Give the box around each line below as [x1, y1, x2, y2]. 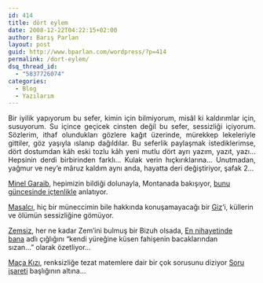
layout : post [8, 41, 51, 49]
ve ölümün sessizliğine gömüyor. [8, 211, 115, 220]
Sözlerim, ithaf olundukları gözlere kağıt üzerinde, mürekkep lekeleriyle [8, 130, 256, 140]
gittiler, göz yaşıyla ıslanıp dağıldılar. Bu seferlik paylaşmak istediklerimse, [8, 138, 256, 148]
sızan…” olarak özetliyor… [8, 243, 92, 252]
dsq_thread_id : [8, 63, 58, 71]
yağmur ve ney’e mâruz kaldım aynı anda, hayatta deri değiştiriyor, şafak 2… [8, 164, 254, 173]
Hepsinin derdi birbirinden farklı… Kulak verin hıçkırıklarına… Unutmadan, [8, 155, 256, 165]
